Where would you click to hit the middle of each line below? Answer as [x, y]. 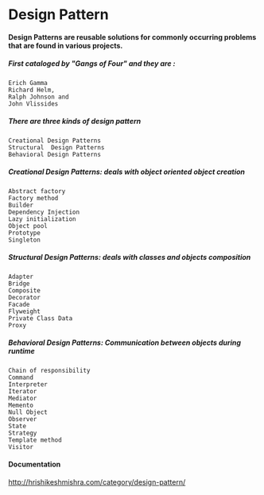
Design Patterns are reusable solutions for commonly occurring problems [132, 37]
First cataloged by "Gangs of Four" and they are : [92, 64]
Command [21, 377]
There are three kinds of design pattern [75, 122]
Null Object [28, 412]
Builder [21, 205]
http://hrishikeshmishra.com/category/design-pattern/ [97, 481]
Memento [21, 405]
